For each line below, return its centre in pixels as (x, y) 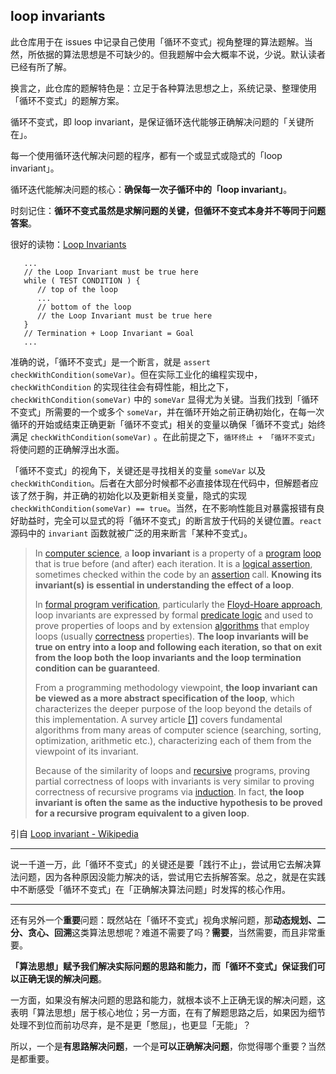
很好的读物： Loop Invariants (68, 244)
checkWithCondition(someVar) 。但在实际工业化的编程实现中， (136, 374)
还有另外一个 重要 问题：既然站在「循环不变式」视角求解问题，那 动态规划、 (163, 920)
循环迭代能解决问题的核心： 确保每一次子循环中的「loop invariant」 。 (151, 189)
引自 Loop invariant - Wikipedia (74, 833)
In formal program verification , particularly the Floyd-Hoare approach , (178, 604)
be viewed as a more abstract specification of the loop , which (164, 698)
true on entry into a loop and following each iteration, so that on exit (178, 646)
